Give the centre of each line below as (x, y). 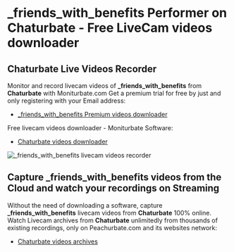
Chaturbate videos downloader (62, 141)
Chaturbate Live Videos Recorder (82, 69)
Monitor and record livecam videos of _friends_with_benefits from (105, 86)
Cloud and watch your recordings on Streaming (113, 188)
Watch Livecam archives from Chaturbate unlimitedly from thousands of (113, 220)
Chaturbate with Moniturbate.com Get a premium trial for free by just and (114, 93)
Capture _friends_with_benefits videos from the (115, 177)
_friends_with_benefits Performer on (117, 13)
